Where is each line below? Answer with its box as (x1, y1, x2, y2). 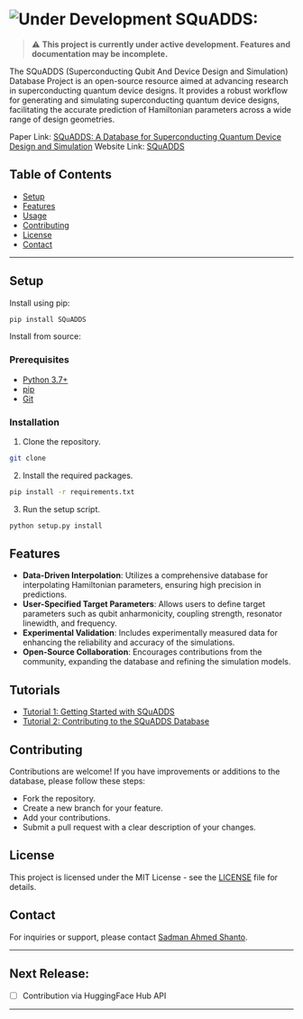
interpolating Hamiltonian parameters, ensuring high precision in (22, 580, 262, 591)
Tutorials (9, 682, 60, 698)
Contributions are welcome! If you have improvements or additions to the (9, 767, 280, 777)
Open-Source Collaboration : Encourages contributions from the (22, 647, 262, 657)
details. (9, 881, 37, 892)
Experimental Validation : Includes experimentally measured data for (22, 628, 278, 638)
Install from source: (9, 331, 81, 342)
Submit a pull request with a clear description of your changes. (22, 822, 257, 833)
